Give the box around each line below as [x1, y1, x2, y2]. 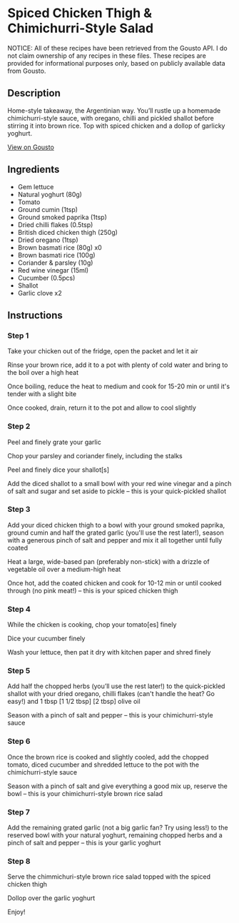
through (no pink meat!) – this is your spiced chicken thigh [7, 586, 178, 595]
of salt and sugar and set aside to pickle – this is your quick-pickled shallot [7, 487, 227, 495]
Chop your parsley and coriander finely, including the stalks [7, 451, 183, 460]
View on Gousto [7, 143, 55, 151]
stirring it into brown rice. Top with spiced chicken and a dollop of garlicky [7, 121, 225, 130]
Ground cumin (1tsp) [17, 205, 78, 213]
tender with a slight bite [7, 390, 77, 398]
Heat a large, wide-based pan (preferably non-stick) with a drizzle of [7, 557, 210, 565]
